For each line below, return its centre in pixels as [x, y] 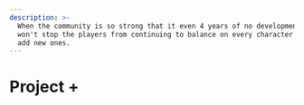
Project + [44, 87]
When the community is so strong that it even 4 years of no [135, 26]
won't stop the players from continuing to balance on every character [156, 34]
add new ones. [44, 43]
